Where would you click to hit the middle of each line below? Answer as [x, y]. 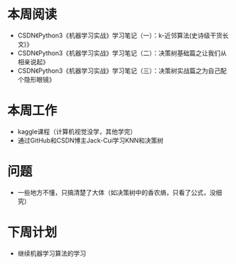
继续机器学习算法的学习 [52, 253]
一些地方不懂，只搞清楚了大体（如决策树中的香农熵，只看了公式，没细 [120, 192]
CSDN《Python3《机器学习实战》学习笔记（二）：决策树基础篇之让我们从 [122, 53]
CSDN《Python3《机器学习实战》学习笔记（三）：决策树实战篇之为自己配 [122, 71]
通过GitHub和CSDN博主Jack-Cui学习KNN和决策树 [90, 140]
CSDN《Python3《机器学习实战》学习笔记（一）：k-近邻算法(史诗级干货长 [123, 35]
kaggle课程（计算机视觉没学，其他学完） [77, 131]
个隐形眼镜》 [36, 79]
